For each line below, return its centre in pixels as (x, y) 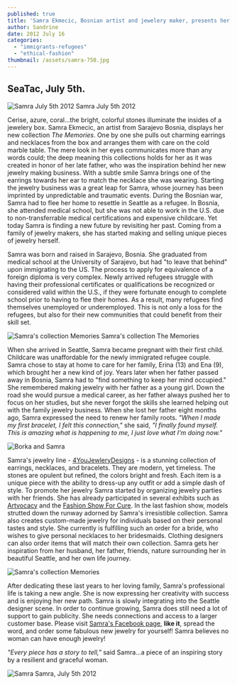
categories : (25, 40)
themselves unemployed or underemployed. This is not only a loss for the (115, 307)
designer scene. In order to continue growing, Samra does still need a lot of (118, 608)
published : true (31, 14)
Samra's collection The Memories (150, 336)
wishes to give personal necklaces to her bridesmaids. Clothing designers (115, 535)
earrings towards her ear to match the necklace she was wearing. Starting (116, 180)
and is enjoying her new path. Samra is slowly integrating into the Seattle (114, 601)
